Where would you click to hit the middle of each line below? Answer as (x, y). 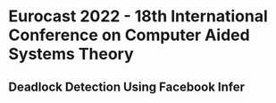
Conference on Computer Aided (130, 35)
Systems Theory (71, 54)
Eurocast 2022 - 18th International (138, 16)
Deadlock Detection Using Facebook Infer (126, 87)
